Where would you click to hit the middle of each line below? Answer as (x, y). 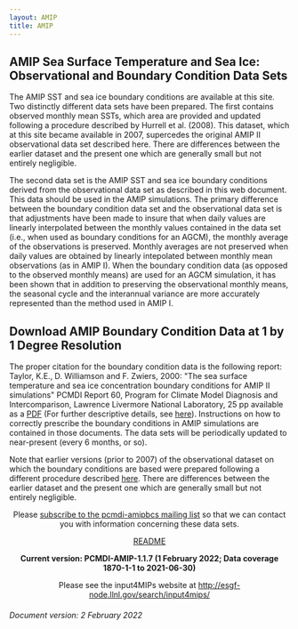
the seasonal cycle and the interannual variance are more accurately (135, 294)
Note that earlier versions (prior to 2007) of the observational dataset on (141, 460)
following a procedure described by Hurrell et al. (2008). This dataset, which (149, 125)
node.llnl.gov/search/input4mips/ (149, 595)
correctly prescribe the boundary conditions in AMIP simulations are (134, 423)
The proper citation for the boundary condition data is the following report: (146, 367)
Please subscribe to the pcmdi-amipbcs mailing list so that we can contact (149, 515)
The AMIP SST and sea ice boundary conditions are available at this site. (142, 97)
